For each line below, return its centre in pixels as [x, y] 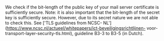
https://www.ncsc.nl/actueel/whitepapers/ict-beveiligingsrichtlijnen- [76, 28]
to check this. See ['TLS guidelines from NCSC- [54, 23]
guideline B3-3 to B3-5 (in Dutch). [109, 33]
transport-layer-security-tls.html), [39, 33]
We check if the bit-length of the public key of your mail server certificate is [82, 7]
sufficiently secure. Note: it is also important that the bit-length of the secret [82, 12]
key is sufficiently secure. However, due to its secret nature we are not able [82, 18]
